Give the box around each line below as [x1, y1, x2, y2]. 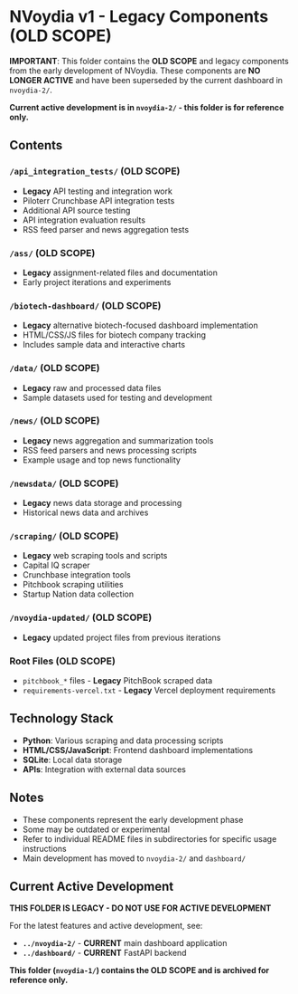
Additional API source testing [22, 205, 131, 215]
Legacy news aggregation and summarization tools [22, 435, 214, 445]
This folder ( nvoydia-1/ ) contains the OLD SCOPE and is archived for [9, 965, 270, 976]
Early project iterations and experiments [22, 276, 172, 287]
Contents [9, 138, 63, 153]
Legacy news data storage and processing [22, 498, 182, 509]
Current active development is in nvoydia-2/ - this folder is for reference [9, 101, 284, 112]
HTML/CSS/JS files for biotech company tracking [22, 330, 206, 340]
